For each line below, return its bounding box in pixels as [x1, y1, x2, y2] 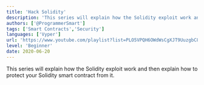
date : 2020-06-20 [6, 49, 50, 55]
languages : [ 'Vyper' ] [6, 32, 61, 38]
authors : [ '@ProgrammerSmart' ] [6, 20, 86, 26]
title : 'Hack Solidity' [6, 8, 67, 15]
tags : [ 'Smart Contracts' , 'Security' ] [6, 25, 104, 32]
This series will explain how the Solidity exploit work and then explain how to [6, 65, 198, 72]
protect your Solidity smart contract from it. [6, 71, 115, 79]
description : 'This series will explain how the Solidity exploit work [6, 15, 191, 21]
